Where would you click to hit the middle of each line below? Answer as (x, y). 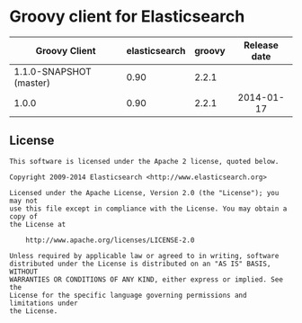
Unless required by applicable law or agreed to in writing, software (144, 256)
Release (261, 45)
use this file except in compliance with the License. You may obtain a (148, 209)
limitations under (44, 303)
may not (24, 201)
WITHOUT (24, 272)
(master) (32, 83)
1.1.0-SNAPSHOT (53, 71)
